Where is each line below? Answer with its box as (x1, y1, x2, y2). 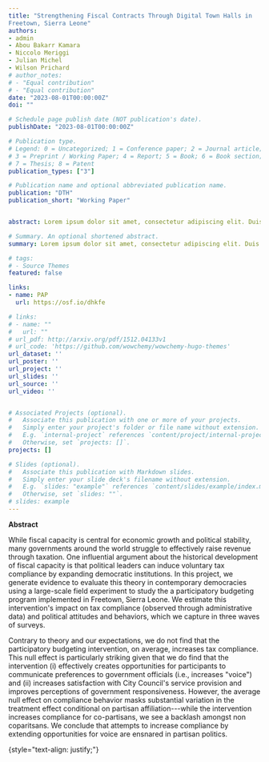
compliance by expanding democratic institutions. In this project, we (8, 569, 234, 579)
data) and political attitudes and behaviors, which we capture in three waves (8, 612, 260, 621)
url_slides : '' (8, 372, 59, 380)
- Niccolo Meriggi (8, 49, 70, 57)
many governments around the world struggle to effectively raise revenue (8, 543, 251, 553)
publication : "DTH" (8, 189, 74, 197)
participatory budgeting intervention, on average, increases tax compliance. (8, 644, 259, 653)
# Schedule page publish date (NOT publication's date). (8, 115, 203, 124)
